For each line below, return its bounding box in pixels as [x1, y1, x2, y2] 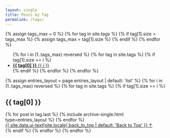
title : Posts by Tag [5, 12, 49, 17]
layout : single [5, 7, 38, 13]
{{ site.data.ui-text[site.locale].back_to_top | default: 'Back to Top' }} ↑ [5, 122, 153, 128]
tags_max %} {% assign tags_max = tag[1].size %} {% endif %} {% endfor [5, 36, 161, 42]
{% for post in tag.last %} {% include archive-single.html [5, 112, 124, 118]
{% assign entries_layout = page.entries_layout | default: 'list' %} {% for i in [5, 77, 163, 84]
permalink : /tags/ [5, 17, 44, 22]
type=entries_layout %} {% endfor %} [5, 117, 85, 123]
